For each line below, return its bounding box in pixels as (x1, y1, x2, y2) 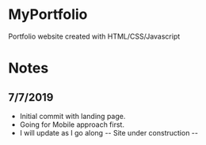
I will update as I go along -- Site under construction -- (19, 128, 198, 137)
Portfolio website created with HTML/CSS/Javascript (8, 32, 181, 41)
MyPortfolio (8, 6, 88, 24)
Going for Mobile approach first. (19, 120, 125, 129)
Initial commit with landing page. (19, 111, 126, 121)
